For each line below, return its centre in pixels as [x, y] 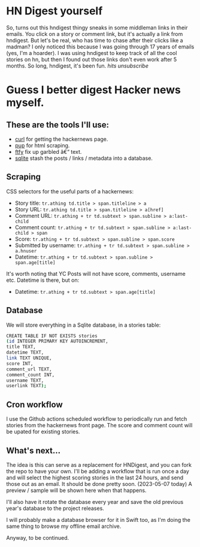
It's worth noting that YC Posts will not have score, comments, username [96, 273]
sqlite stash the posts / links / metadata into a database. [84, 158]
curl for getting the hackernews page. [61, 139]
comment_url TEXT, [29, 369]
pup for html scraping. [42, 145]
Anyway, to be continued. [38, 537]
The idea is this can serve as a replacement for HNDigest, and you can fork [99, 464]
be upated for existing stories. [43, 431]
